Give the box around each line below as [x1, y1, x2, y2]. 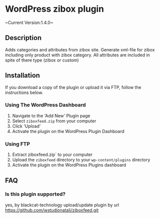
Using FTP [5, 140, 30, 147]
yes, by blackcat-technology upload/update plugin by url [5, 202, 119, 208]
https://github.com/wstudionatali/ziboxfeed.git [5, 207, 99, 213]
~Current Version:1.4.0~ [5, 20, 54, 25]
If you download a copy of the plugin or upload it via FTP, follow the [5, 84, 141, 90]
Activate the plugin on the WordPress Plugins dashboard [12, 162, 126, 168]
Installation [5, 71, 40, 80]
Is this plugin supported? [5, 191, 66, 197]
